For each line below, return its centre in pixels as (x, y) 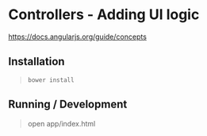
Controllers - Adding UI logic (104, 15)
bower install (51, 80)
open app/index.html (61, 123)
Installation (36, 62)
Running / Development (68, 105)
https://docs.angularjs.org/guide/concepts (77, 37)
